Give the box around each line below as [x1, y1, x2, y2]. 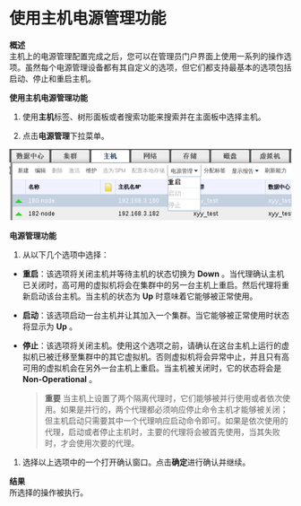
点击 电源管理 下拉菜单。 [21, 130, 109, 141]
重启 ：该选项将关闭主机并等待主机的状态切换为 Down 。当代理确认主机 [21, 268, 285, 279]
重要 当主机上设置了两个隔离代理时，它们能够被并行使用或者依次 [44, 393, 283, 404]
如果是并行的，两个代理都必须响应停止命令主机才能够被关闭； [60, 405, 288, 415]
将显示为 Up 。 [21, 321, 78, 332]
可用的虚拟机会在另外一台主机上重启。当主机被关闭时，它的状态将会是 [21, 362, 282, 373]
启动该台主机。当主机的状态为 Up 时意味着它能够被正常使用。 [30, 291, 258, 301]
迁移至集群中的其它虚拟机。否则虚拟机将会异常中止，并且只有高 [53, 352, 289, 362]
